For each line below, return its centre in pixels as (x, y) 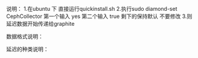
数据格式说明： (25, 36)
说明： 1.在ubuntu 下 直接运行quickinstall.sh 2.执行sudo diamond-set (92, 9)
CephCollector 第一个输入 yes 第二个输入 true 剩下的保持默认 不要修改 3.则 (99, 16)
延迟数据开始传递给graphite (40, 24)
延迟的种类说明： (27, 49)
